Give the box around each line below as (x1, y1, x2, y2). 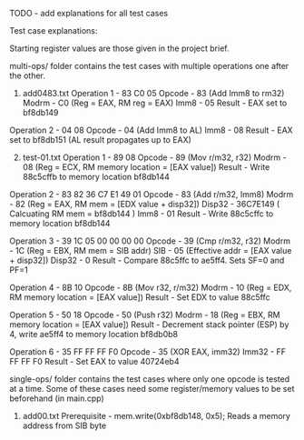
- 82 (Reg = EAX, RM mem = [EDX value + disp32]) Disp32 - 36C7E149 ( (9, 199, 280, 209)
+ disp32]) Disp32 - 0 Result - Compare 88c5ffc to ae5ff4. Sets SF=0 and (9, 255, 285, 265)
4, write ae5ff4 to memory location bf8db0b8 (9, 329, 179, 339)
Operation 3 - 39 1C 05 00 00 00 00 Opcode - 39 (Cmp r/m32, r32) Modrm (9, 235, 290, 246)
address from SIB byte (22, 420, 107, 431)
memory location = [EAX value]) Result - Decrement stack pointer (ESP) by (9, 319, 289, 330)
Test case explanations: (9, 25, 98, 35)
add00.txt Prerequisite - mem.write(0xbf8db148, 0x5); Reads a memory (22, 411, 290, 421)
